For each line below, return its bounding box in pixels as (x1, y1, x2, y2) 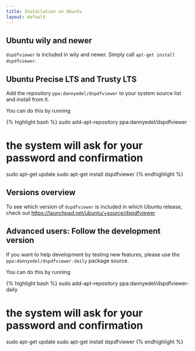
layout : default (6, 14, 46, 20)
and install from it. (6, 96, 50, 103)
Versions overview (6, 187, 76, 197)
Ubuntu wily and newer (6, 36, 92, 46)
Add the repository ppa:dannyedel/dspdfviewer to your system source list (6, 90, 182, 97)
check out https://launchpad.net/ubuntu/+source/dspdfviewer (6, 209, 156, 216)
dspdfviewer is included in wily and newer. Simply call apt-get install (6, 51, 175, 58)
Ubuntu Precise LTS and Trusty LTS (6, 74, 137, 84)
